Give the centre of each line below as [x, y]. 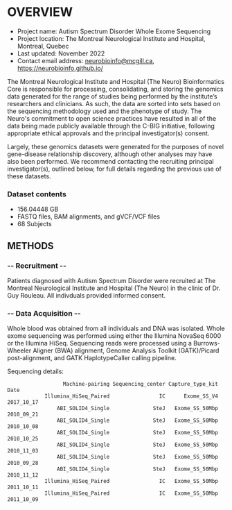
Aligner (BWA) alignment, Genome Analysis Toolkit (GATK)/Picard [126, 350]
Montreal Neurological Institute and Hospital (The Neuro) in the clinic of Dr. [114, 288]
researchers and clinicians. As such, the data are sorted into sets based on [114, 103]
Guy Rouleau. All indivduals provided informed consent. [87, 295]
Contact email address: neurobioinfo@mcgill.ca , [86, 60]
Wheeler [19, 350]
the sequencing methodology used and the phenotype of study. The [105, 111]
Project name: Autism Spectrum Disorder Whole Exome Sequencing [114, 31]
